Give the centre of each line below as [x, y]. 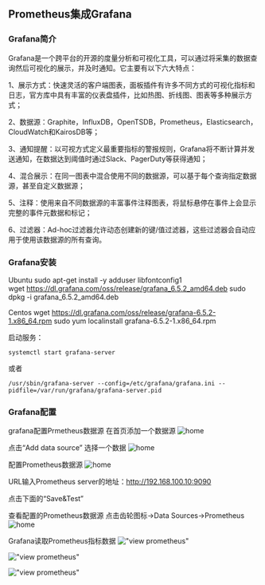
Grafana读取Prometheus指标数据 [62, 541]
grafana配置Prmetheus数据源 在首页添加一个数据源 [92, 431]
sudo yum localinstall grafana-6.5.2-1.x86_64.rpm [135, 321]
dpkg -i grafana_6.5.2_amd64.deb [64, 297]
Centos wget [29, 312]
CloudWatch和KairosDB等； [54, 132]
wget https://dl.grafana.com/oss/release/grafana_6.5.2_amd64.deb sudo [127, 288]
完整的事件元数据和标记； [50, 212]
